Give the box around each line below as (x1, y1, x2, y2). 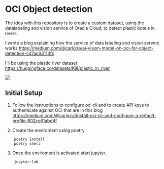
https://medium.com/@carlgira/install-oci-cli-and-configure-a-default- (12, 112, 157, 118)
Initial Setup (5, 89, 43, 97)
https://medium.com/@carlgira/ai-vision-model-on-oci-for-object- (19, 45, 154, 51)
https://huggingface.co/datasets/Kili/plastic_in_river (5, 65, 110, 71)
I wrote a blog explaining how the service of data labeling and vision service (5, 40, 159, 45)
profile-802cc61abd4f (12, 118, 58, 124)
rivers (5, 30, 17, 36)
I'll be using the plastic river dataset (5, 60, 78, 66)
